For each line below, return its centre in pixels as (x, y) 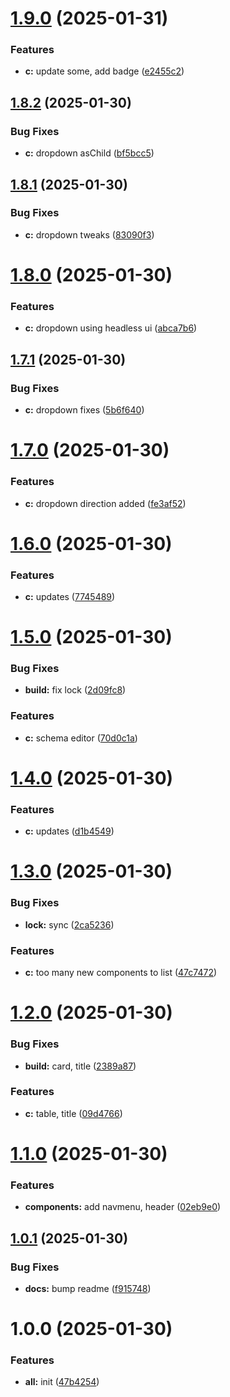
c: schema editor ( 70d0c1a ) (81, 738)
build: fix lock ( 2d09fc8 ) (75, 690)
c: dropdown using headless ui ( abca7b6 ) (111, 328)
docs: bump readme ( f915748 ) (88, 1288)
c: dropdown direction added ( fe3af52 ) (105, 503)
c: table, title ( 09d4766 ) (73, 1113)
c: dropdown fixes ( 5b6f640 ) (84, 410)
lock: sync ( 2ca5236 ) (69, 924)
